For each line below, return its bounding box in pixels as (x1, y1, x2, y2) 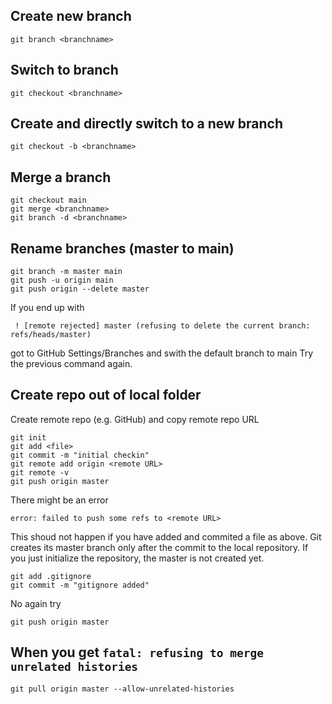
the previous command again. (10, 358, 133, 370)
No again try (10, 597, 62, 609)
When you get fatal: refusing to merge (10, 644, 264, 661)
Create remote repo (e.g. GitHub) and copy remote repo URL (10, 413, 260, 425)
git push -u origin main (10, 275, 114, 286)
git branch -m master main (10, 267, 123, 277)
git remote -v (10, 467, 70, 478)
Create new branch (10, 8, 132, 25)
